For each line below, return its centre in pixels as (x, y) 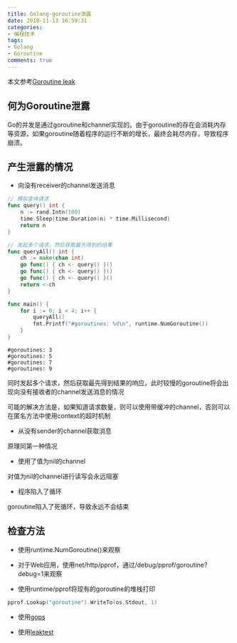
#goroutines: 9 (30, 368)
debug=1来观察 (40, 573)
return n (33, 225)
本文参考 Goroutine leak (42, 81)
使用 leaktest (36, 632)
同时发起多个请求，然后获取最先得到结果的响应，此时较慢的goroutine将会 (115, 382)
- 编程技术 (21, 34)
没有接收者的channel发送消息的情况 (72, 392)
